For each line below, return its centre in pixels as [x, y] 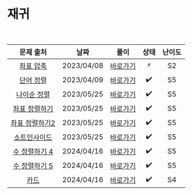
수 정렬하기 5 [33, 166]
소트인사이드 [33, 138]
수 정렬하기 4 [33, 151]
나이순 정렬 [33, 95]
